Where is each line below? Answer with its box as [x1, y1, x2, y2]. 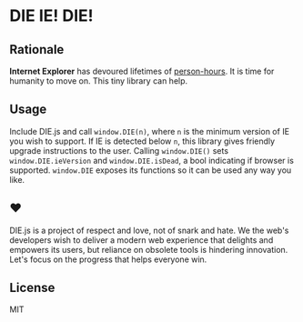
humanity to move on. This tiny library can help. [9, 75, 188, 86]
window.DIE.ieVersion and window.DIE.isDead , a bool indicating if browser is [9, 155, 294, 166]
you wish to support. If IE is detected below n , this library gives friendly [9, 136, 276, 146]
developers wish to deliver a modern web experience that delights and [9, 234, 274, 246]
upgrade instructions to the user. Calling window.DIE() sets [9, 145, 229, 156]
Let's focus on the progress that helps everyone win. [9, 254, 207, 265]
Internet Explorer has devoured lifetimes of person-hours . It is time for [9, 65, 275, 76]
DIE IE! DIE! [9, 5, 94, 26]
